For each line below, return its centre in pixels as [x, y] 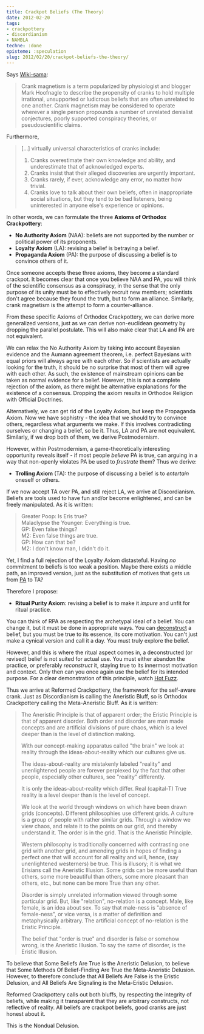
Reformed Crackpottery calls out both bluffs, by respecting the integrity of [99, 994]
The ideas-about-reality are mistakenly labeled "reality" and [96, 764]
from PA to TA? [25, 580]
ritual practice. [33, 609]
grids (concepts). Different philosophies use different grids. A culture [107, 813]
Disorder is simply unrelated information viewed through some [99, 894]
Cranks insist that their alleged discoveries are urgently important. [113, 173]
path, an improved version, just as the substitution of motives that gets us [98, 573]
